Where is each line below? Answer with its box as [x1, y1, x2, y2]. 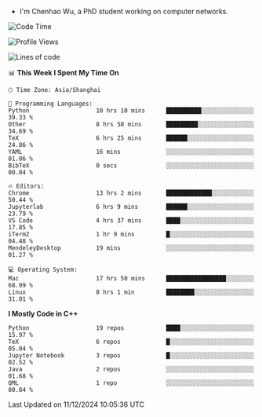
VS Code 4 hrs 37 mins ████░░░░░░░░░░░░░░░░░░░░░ [8, 217, 255, 225]
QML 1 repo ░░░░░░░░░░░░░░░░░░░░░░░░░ [8, 379, 255, 387]
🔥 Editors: [8, 182, 45, 190]
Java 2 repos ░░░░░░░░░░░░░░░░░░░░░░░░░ [8, 365, 255, 373]
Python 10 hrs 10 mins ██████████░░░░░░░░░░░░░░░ [8, 107, 255, 115]
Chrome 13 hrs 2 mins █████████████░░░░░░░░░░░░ [8, 189, 255, 197]
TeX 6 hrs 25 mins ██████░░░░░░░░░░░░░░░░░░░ [8, 134, 255, 142]
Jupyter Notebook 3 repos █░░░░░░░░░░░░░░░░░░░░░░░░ [8, 352, 255, 360]
